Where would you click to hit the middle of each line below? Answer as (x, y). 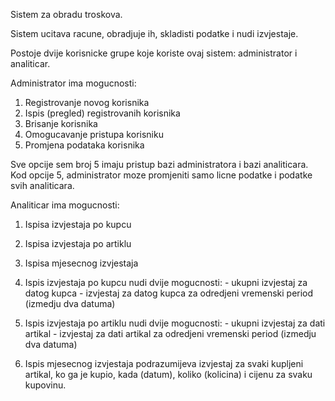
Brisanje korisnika (61, 123)
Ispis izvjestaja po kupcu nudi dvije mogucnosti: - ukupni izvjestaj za (166, 282)
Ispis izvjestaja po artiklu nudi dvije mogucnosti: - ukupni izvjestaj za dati (175, 323)
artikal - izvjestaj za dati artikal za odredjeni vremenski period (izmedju (170, 333)
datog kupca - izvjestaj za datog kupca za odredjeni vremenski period (169, 293)
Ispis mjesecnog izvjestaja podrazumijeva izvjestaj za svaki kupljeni (164, 363)
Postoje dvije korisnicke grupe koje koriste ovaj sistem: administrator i (154, 53)
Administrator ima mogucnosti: (73, 83)
